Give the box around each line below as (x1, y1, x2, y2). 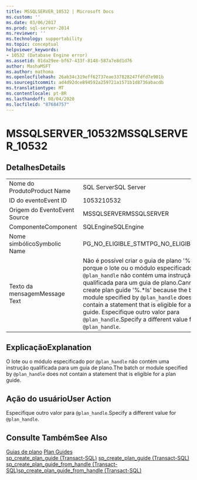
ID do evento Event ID (9, 196, 67, 204)
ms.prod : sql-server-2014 (6, 25, 69, 31)
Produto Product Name (9, 186, 71, 194)
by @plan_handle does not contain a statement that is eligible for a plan (6, 371, 176, 378)
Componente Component (9, 223, 77, 231)
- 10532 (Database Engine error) (6, 52, 88, 58)
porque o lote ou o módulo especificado (83, 264, 193, 272)
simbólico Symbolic (9, 239, 62, 247)
